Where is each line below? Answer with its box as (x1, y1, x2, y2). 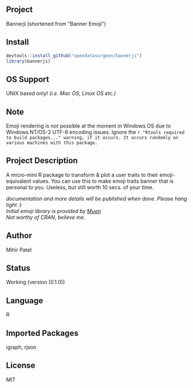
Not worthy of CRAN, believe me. (6, 214, 86, 221)
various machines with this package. (6, 140, 98, 146)
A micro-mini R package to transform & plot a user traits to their (6, 171, 159, 178)
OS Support (6, 74, 50, 84)
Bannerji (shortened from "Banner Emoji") (6, 20, 106, 27)
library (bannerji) (6, 58, 51, 64)
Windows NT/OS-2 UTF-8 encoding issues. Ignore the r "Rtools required (6, 129, 185, 135)
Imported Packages (6, 328, 79, 338)
